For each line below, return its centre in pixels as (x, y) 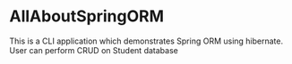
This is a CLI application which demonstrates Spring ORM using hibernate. (146, 41)
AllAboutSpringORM (86, 16)
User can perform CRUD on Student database (94, 50)
